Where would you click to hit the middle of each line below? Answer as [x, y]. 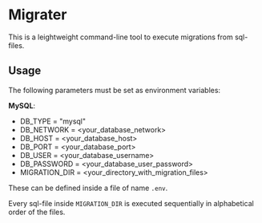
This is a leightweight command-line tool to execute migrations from [121, 37]
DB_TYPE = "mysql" [53, 121]
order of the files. [37, 212]
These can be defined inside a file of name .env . [88, 188]
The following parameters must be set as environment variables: [115, 90]
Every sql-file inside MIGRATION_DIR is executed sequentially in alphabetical [131, 203]
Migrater [38, 15]
